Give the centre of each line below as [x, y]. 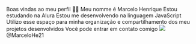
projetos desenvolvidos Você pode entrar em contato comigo [82, 29]
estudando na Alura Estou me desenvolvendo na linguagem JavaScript [94, 15]
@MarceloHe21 [25, 35]
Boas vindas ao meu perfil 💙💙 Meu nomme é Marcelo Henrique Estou [92, 9]
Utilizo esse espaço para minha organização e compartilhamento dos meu [98, 22]
